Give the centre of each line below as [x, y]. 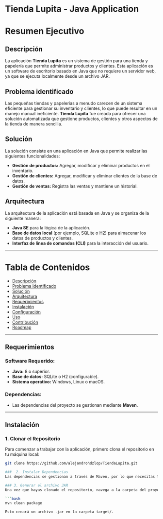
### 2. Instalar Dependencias [37, 472]
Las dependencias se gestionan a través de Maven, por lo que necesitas [80, 476]
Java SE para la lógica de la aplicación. [51, 227]
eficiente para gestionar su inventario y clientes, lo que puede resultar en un [81, 108]
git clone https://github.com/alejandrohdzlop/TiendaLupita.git [71, 463]
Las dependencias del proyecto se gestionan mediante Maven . [75, 405]
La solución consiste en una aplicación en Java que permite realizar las [76, 151]
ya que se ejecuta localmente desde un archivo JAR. [57, 76]
